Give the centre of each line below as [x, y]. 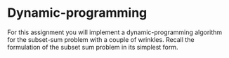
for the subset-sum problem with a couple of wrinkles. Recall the [101, 39]
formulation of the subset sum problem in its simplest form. [93, 47]
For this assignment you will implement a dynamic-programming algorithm [115, 32]
